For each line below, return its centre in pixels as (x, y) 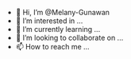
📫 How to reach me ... (52, 47)
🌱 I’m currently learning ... (58, 29)
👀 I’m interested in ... (49, 21)
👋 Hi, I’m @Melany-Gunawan (62, 12)
